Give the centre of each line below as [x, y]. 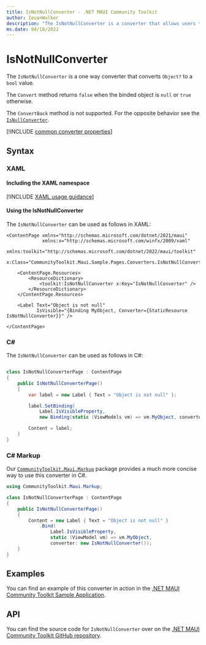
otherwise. [20, 101]
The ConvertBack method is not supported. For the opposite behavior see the [103, 113]
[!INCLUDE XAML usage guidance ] [50, 196]
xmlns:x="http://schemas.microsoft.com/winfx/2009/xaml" [116, 241]
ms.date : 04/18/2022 [33, 29]
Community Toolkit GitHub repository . [54, 636]
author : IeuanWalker [33, 18]
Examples [25, 574]
